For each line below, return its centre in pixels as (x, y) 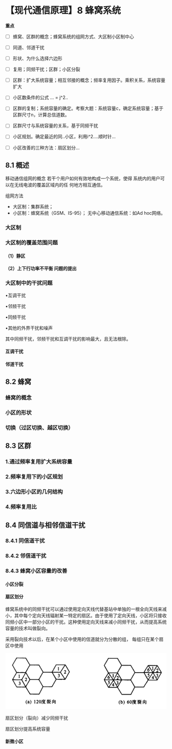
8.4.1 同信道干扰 (25, 541)
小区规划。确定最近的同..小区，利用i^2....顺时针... (64, 137)
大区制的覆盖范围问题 (31, 243)
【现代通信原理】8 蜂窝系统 (63, 11)
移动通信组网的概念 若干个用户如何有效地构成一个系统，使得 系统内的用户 (83, 179)
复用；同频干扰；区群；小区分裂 (46, 69)
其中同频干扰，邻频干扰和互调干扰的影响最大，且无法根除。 (68, 339)
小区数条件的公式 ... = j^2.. (40, 97)
